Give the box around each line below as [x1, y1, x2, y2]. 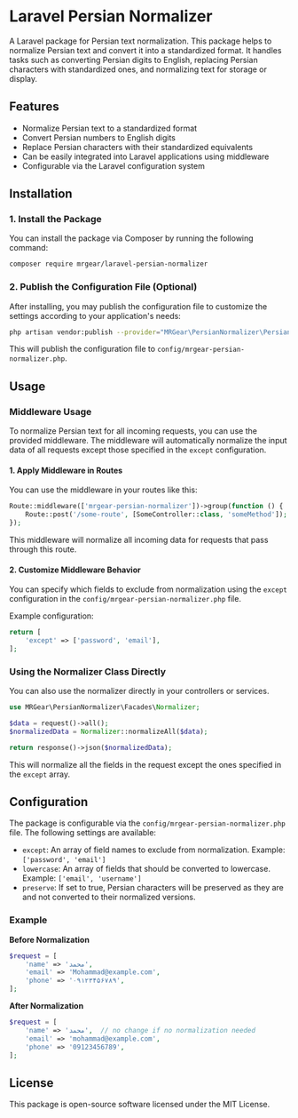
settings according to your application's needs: [9, 310, 182, 321]
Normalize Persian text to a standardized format [21, 123, 198, 133]
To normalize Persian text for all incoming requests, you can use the [9, 426, 257, 436]
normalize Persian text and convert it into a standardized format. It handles [9, 44, 282, 55]
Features [9, 100, 59, 115]
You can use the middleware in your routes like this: [9, 484, 198, 495]
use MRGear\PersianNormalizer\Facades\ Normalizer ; [9, 703, 200, 712]
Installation [9, 187, 73, 202]
